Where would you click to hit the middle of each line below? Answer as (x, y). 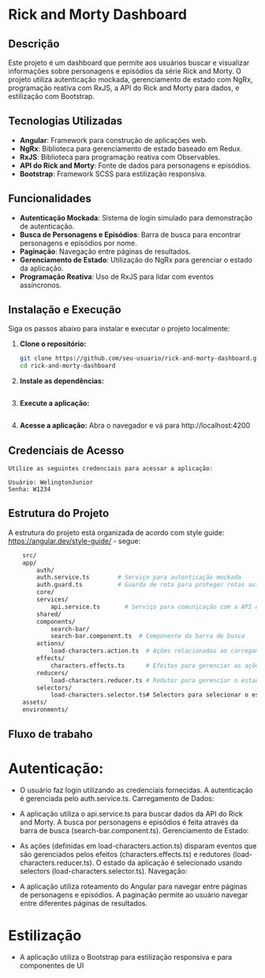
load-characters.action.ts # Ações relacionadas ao (138, 651)
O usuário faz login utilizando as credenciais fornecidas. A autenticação (136, 790)
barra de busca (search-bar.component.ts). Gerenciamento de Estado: (134, 831)
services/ (52, 600)
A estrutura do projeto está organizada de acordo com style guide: (116, 532)
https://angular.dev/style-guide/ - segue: (74, 541)
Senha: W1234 (30, 489)
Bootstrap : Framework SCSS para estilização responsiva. (113, 174)
